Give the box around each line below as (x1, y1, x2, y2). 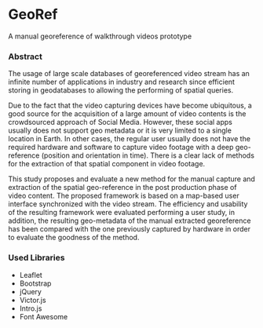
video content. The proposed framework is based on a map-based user (8, 191, 239, 201)
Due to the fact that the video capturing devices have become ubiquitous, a (8, 100, 253, 111)
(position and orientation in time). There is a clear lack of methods (41, 151, 255, 160)
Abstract (8, 51, 43, 62)
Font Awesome (19, 312, 68, 321)
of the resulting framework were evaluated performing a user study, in (8, 208, 236, 217)
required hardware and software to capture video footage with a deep (8, 143, 234, 152)
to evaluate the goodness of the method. (8, 233, 140, 242)
